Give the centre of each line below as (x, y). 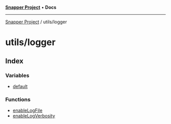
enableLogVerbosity (34, 116)
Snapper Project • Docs (31, 7)
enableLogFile (27, 110)
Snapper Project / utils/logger (36, 22)
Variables (17, 75)
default (20, 86)
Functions (18, 99)
